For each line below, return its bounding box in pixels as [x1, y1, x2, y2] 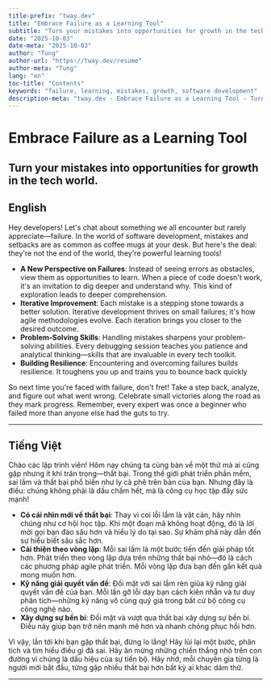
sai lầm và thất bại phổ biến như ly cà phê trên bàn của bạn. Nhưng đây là [8, 477, 253, 487]
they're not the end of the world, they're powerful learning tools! [8, 248, 222, 258]
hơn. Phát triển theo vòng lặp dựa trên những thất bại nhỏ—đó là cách [19, 553, 252, 563]
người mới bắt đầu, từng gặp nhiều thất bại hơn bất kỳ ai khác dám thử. [8, 663, 244, 673]
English [8, 201, 47, 215]
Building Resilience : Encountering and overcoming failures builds [19, 358, 239, 368]
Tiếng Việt [8, 439, 62, 452]
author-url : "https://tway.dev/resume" [8, 57, 143, 65]
